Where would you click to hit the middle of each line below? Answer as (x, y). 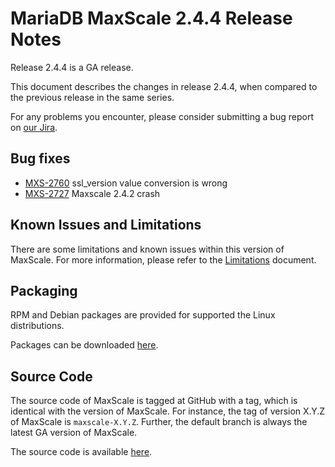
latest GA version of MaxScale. (74, 433)
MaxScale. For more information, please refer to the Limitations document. (163, 259)
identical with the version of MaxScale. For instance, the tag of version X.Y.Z (168, 411)
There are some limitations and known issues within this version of (147, 249)
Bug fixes (40, 158)
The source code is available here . (81, 452)
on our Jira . (34, 127)
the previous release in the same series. (92, 97)
